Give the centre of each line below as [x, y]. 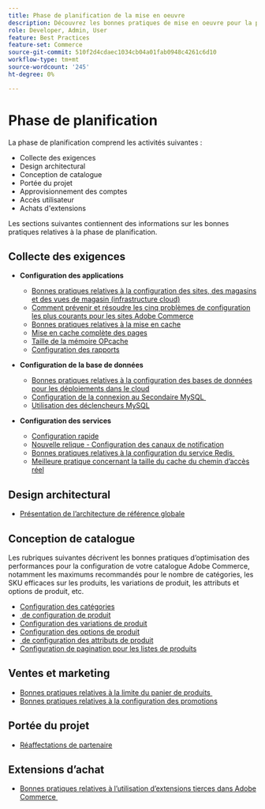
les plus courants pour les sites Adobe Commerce [112, 316]
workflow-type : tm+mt [44, 60]
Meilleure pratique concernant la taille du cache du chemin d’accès [140, 461]
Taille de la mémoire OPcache [80, 342]
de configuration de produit [66, 615]
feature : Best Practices [49, 38]
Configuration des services [65, 421]
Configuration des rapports [75, 350]
